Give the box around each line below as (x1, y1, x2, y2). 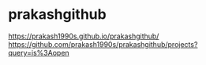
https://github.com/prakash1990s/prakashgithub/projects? (8, 39, 198, 49)
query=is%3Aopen (8, 48, 69, 57)
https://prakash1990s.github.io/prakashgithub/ (8, 31, 159, 41)
